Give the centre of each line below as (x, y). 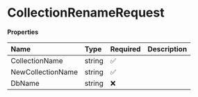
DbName (25, 83)
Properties (23, 32)
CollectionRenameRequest (86, 13)
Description (167, 48)
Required (125, 48)
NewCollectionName (44, 72)
